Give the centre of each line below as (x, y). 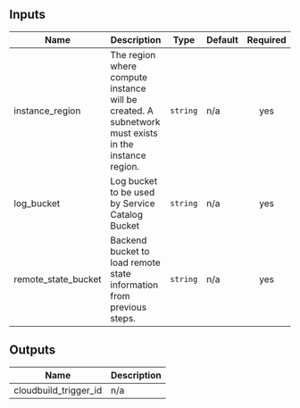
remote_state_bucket (58, 279)
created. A (132, 111)
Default (223, 39)
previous (129, 307)
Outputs (33, 350)
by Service (133, 203)
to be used (133, 192)
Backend (129, 240)
